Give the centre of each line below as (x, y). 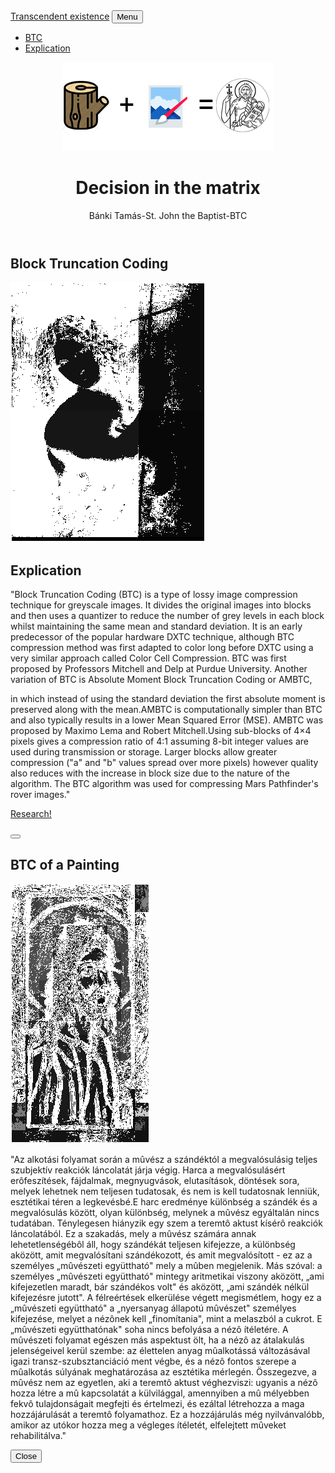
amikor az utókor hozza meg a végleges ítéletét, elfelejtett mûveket (148, 1425)
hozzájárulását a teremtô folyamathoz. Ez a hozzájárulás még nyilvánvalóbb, (167, 1414)
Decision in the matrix (168, 188)
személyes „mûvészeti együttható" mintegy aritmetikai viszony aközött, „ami (167, 1276)
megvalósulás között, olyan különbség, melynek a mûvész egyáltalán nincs (165, 1212)
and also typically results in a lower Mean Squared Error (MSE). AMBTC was (167, 720)
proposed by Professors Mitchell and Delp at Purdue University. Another (159, 669)
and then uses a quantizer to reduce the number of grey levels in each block (167, 616)
